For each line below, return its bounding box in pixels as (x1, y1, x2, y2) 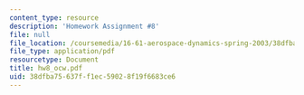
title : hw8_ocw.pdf (9, 64, 83, 73)
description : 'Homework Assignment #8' (9, 22, 160, 31)
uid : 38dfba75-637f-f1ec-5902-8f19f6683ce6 (9, 72, 176, 81)
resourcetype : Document (9, 55, 100, 64)
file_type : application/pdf (9, 47, 116, 56)
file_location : (9, 38, 67, 48)
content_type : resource (9, 13, 100, 23)
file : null (9, 30, 51, 39)
